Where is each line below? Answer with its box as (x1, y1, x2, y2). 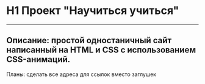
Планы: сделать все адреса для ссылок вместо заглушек (6, 71, 157, 78)
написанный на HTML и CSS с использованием (6, 45, 196, 55)
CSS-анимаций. (6, 54, 71, 65)
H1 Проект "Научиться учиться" (6, 4, 179, 18)
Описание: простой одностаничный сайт (6, 35, 172, 46)
